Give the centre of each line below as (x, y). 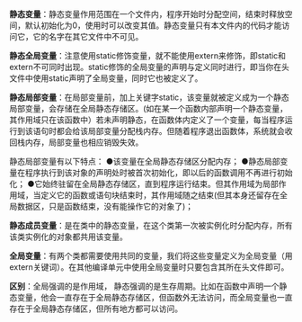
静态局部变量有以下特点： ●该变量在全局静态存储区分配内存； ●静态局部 (145, 161)
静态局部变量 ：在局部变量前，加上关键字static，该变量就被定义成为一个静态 (149, 97)
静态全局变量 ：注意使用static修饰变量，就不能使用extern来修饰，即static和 (147, 56)
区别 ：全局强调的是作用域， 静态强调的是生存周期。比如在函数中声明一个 (144, 286)
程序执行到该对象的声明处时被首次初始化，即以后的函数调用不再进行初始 (159, 173)
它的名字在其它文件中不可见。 (88, 36)
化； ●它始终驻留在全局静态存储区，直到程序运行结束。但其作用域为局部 (144, 184)
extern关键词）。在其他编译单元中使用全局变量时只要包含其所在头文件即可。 (149, 267)
